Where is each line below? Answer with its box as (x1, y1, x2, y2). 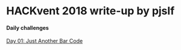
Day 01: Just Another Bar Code (6, 37, 83, 45)
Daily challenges (6, 24, 49, 31)
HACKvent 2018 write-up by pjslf (6, 4, 175, 18)
